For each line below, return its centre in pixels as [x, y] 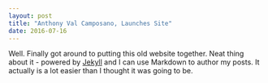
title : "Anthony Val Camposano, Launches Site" [91, 23]
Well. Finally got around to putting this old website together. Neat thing [126, 54]
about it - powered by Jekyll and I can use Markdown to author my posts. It [134, 62]
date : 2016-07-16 [38, 31]
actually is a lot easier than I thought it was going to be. [101, 71]
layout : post [30, 16]
